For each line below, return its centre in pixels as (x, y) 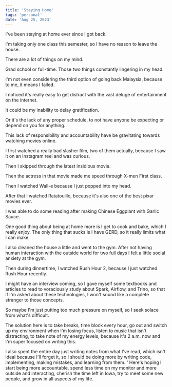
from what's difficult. (27, 315)
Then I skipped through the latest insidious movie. (58, 166)
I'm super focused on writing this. (41, 342)
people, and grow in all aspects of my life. (50, 379)
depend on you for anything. (35, 126)
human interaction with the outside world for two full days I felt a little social (85, 253)
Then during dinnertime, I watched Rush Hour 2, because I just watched (81, 268)
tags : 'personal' (24, 15)
